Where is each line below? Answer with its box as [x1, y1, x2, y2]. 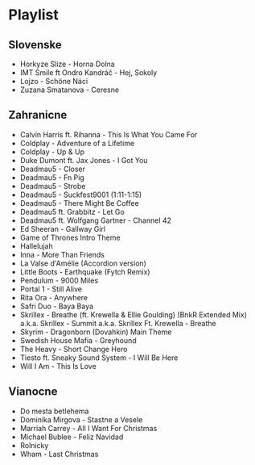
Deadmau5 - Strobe [19, 181, 86, 191]
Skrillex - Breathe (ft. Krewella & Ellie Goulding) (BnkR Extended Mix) [19, 309, 248, 320]
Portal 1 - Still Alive [19, 284, 83, 294]
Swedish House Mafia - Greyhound [19, 335, 137, 345]
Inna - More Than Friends [19, 249, 105, 259]
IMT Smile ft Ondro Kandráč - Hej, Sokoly [19, 68, 158, 77]
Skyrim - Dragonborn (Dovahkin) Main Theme [19, 327, 172, 337]
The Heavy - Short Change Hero [19, 344, 128, 354]
